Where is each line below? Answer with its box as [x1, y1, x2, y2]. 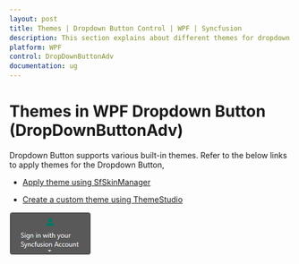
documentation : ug [9, 62, 78, 71]
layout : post [9, 14, 58, 23]
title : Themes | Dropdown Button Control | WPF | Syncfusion [9, 23, 243, 33]
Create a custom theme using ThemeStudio [21, 193, 184, 205]
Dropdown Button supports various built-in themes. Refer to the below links [9, 149, 288, 160]
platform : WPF [9, 43, 63, 52]
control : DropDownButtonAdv [9, 52, 115, 62]
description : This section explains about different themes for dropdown [9, 33, 291, 42]
